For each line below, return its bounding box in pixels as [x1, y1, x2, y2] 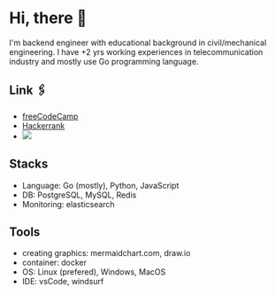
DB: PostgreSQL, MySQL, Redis [21, 190, 137, 200]
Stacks [9, 157, 49, 172]
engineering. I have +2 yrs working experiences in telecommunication [9, 46, 264, 57]
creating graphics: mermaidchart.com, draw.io [21, 248, 191, 259]
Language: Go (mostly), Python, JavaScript [21, 180, 180, 190]
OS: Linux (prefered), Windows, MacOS [21, 267, 166, 277]
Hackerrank [21, 120, 65, 131]
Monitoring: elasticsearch [21, 198, 115, 209]
